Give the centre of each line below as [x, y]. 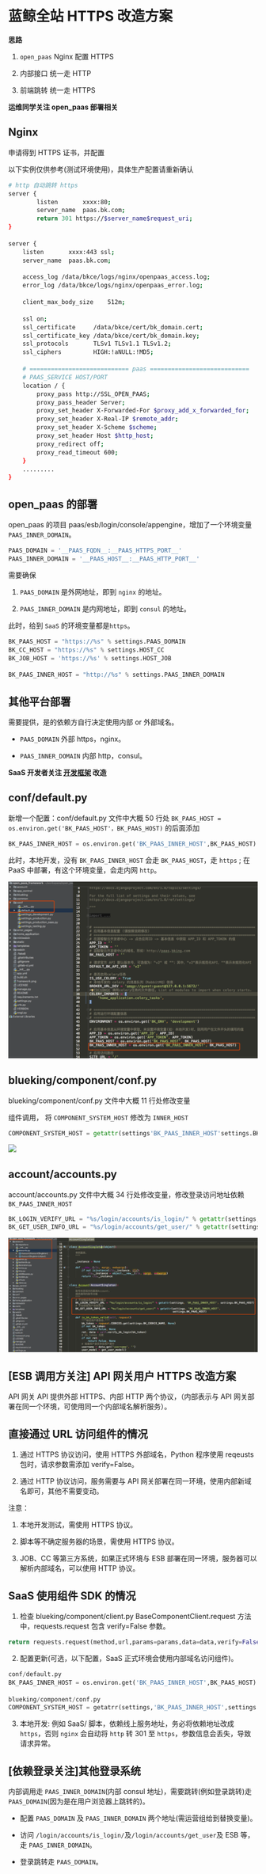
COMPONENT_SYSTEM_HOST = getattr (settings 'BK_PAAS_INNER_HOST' [115, 1133]
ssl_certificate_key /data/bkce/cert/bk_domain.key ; [111, 336]
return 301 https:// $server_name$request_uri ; [115, 219]
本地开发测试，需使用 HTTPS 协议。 [78, 1525]
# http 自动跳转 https [43, 185]
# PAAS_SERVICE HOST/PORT [65, 377]
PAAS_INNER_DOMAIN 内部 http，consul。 [83, 756]
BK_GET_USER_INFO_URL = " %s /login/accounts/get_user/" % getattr [118, 1227]
